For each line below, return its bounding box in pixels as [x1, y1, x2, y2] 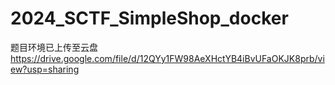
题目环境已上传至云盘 [10, 41, 98, 53]
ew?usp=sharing [10, 63, 80, 75]
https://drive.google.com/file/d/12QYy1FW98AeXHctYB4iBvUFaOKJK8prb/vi [10, 52, 325, 64]
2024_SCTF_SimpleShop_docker [10, 7, 289, 30]
